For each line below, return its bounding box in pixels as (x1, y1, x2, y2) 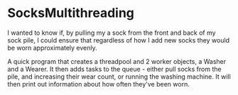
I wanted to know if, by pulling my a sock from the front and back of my (7, 28, 216, 37)
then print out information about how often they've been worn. (7, 79, 190, 88)
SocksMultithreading (7, 5, 135, 21)
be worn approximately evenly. (7, 43, 97, 52)
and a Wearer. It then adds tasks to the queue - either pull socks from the (7, 65, 222, 73)
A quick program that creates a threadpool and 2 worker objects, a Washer (7, 57, 226, 65)
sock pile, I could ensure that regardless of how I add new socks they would (7, 35, 229, 44)
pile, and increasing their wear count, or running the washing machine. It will (7, 72, 231, 81)
